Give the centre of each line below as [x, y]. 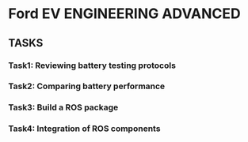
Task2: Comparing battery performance [87, 86]
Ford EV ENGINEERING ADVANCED [125, 14]
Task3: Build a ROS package [63, 107]
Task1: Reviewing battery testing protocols [92, 65]
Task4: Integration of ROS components [84, 129]
